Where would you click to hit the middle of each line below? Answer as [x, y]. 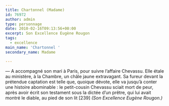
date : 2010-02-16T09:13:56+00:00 [41, 29]
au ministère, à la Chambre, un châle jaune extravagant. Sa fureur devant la [84, 76]
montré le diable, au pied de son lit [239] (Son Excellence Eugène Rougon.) [84, 98]
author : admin [20, 19]
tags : [11, 38]
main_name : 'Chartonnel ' [33, 47]
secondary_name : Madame [31, 52]
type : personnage [24, 24]
